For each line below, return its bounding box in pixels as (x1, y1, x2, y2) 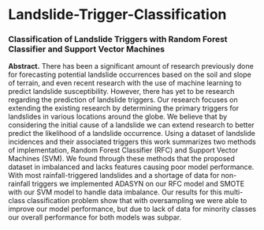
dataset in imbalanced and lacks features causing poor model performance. (8, 162, 255, 172)
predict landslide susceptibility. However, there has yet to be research (8, 87, 235, 96)
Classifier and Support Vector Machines (8, 43, 165, 55)
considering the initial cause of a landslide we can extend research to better (8, 120, 255, 130)
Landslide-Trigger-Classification (8, 6, 227, 24)
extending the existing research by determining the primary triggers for (8, 104, 239, 113)
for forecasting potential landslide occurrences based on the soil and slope (8, 70, 252, 80)
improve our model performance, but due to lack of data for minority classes (8, 204, 257, 214)
